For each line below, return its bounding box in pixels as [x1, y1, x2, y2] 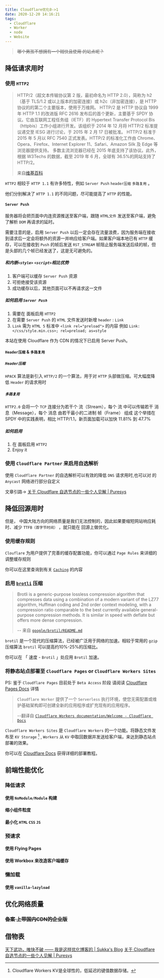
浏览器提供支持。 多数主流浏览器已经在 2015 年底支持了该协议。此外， [17, 147, 159, 153]
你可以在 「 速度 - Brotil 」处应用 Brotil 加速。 [5, 654, 102, 660]
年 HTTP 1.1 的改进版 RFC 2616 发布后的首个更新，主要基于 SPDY [17, 111, 148, 116]
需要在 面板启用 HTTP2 [12, 310, 56, 316]
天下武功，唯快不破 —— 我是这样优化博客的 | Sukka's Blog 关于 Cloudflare [5, 946, 155, 952]
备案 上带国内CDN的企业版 [5, 916, 67, 923]
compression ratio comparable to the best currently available [17, 606, 140, 612]
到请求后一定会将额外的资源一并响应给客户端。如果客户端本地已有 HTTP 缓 [5, 235, 153, 241]
